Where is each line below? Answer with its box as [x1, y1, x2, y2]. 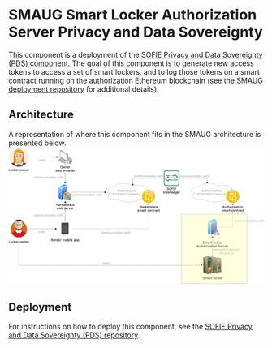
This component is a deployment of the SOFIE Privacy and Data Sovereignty [8, 49, 263, 59]
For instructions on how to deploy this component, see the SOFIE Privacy [8, 322, 253, 332]
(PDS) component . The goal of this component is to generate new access [8, 58, 254, 68]
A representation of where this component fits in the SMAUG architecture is [8, 129, 261, 139]
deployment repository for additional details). [8, 84, 160, 94]
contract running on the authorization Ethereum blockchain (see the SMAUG [8, 75, 264, 85]
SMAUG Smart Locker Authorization [8, 6, 257, 24]
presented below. [8, 138, 67, 148]
